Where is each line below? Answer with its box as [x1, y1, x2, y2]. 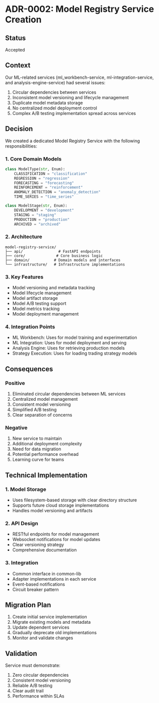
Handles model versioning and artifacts [12, 507, 93, 513]
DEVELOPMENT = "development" [14, 208, 74, 213]
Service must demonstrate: [5, 662, 60, 668]
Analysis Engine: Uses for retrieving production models [12, 345, 125, 351]
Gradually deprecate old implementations [12, 630, 97, 636]
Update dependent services [12, 624, 69, 630]
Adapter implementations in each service [12, 576, 97, 582]
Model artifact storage [12, 295, 58, 301]
